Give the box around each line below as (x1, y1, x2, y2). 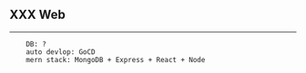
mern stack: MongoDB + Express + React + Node (25, 55, 206, 64)
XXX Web (9, 7, 66, 23)
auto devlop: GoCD (25, 47, 96, 57)
